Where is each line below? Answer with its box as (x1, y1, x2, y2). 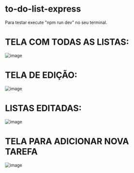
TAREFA (5, 146, 38, 157)
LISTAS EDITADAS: (5, 103, 82, 114)
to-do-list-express (5, 3, 81, 15)
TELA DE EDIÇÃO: (5, 69, 77, 81)
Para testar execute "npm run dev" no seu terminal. (5, 19, 107, 25)
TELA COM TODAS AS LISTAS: (5, 36, 129, 48)
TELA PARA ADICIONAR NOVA (5, 136, 129, 147)
